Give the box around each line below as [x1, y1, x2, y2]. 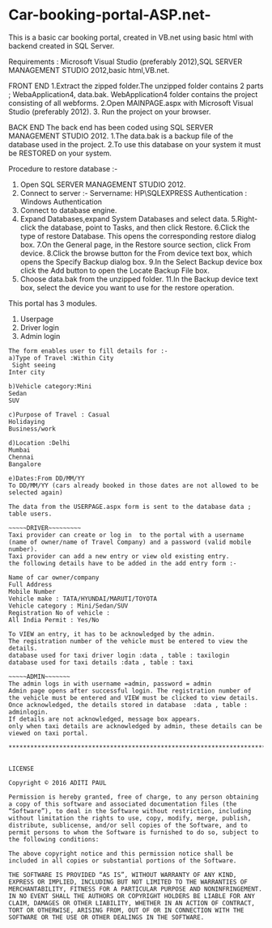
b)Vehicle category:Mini [8, 382, 92, 390]
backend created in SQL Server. [8, 40, 115, 50]
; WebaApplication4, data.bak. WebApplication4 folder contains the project [8, 89, 258, 99]
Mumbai [8, 446, 31, 454]
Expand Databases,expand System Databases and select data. [19, 214, 230, 223]
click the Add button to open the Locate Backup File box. [19, 265, 210, 275]
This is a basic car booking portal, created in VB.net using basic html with [8, 32, 253, 42]
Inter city [8, 368, 45, 376]
